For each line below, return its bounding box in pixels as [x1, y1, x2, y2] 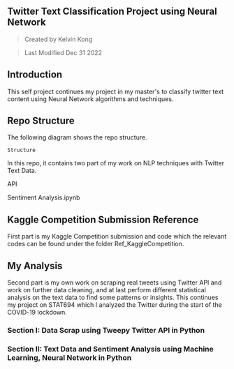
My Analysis [7, 259, 63, 271]
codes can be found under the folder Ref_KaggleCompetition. [7, 240, 184, 248]
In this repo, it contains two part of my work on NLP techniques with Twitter [7, 159, 225, 167]
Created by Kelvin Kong [24, 35, 93, 43]
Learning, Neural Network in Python [7, 352, 132, 362]
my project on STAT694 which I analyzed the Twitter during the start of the [7, 301, 222, 309]
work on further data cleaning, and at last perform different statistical [7, 286, 206, 294]
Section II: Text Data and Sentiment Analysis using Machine [7, 344, 214, 354]
